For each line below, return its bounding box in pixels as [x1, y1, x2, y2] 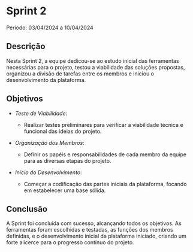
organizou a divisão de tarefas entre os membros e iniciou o [6, 70, 155, 77]
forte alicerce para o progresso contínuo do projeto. [6, 239, 134, 246]
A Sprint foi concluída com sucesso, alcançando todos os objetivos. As [6, 220, 182, 227]
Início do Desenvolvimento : [14, 169, 82, 176]
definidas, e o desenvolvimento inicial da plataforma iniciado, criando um [6, 232, 187, 240]
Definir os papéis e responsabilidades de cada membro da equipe [23, 151, 187, 158]
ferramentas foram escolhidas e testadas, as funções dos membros [6, 226, 173, 233]
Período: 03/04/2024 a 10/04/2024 [6, 24, 94, 31]
